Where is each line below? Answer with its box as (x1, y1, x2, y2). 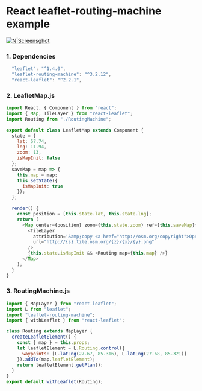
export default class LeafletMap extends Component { (6, 127, 144, 133)
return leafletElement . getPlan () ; (17, 362, 103, 368)
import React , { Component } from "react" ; (6, 105, 117, 111)
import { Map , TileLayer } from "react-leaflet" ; (6, 110, 133, 117)
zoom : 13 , (17, 150, 42, 156)
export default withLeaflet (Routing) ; (6, 379, 103, 385)
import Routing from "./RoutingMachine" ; (6, 116, 112, 122)
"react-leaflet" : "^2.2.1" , (11, 77, 82, 83)
